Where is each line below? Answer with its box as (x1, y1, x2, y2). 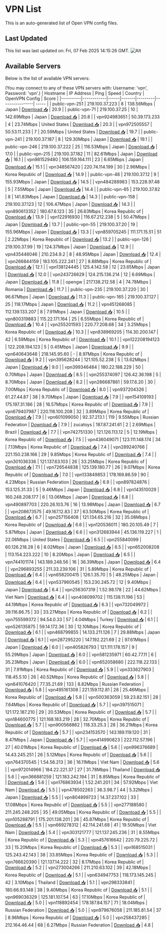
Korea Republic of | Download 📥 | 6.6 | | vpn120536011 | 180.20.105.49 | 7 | (5, 521, 159, 528)
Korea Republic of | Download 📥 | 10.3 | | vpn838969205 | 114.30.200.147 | (5, 329, 159, 335)
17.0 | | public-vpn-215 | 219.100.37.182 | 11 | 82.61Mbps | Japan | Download (5, 151, 158, 157)
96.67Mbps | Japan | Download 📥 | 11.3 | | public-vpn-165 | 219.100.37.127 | (5, 293, 159, 299)
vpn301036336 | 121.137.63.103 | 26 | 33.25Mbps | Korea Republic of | (5, 459, 148, 465)
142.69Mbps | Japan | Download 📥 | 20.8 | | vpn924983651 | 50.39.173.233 (5, 113, 160, 120)
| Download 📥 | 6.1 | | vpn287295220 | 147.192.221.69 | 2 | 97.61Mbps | (5, 637, 149, 643)
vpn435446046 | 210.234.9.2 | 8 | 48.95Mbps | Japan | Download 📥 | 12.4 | (5, 251, 161, 257)
